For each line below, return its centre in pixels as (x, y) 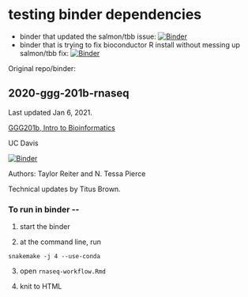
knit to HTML (41, 287)
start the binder (45, 227)
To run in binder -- (44, 209)
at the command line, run (60, 242)
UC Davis (23, 143)
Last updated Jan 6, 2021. (50, 112)
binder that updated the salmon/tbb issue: (88, 36)
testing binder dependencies (105, 15)
